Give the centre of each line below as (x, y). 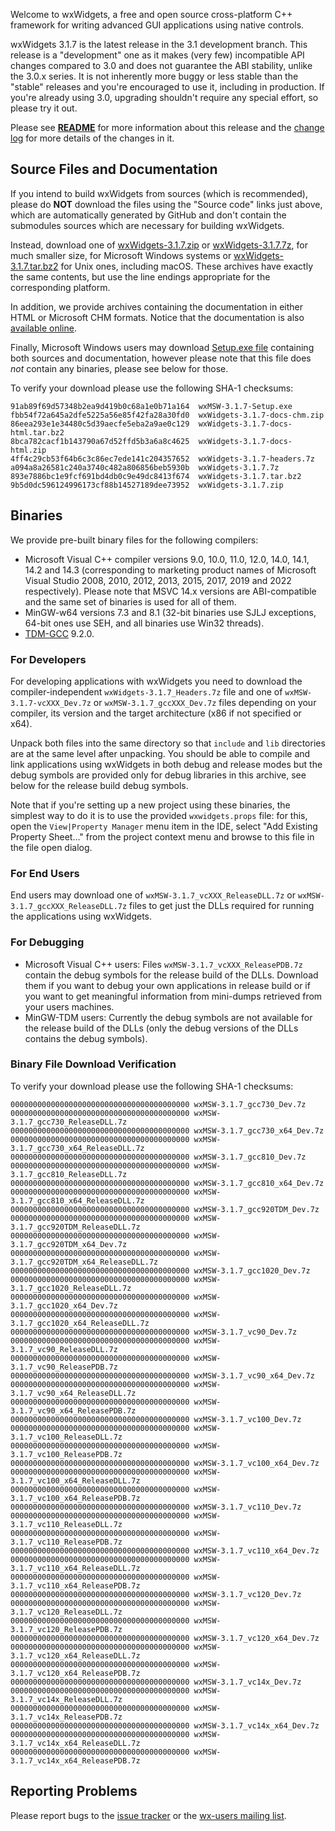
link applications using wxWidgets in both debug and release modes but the (166, 764)
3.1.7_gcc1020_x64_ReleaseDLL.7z (80, 1323)
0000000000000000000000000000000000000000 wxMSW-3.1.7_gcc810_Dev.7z (158, 1157)
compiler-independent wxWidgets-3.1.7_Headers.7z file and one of (146, 691)
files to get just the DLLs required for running (222, 906)
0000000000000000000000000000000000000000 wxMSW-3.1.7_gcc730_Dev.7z (158, 1104)
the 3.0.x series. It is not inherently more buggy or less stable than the (154, 76)
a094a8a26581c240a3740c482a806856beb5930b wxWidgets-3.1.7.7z (145, 467)
